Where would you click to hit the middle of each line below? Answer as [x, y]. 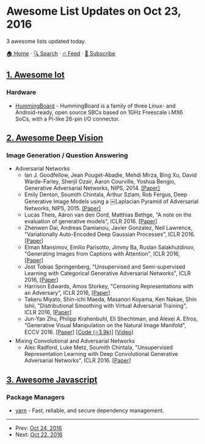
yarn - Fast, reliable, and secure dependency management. [90, 410]
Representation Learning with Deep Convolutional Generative [101, 354]
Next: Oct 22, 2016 [39, 435]
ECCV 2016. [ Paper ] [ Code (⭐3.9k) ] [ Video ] [79, 332]
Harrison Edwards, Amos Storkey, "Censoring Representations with [109, 286]
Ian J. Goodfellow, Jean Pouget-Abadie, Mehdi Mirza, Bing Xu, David [110, 175]
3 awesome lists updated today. [46, 41]
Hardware [21, 92]
